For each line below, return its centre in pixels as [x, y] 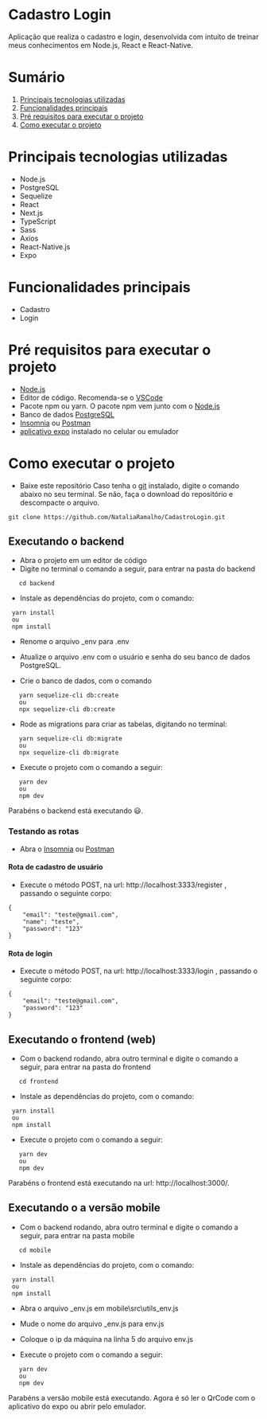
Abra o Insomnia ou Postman [67, 849]
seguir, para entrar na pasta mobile [77, 1235]
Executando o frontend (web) [82, 1040]
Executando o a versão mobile [84, 1208]
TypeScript [38, 221]
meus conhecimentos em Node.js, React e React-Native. [101, 45]
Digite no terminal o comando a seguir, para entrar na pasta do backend [137, 569]
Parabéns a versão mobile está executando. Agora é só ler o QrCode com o [132, 1397]
